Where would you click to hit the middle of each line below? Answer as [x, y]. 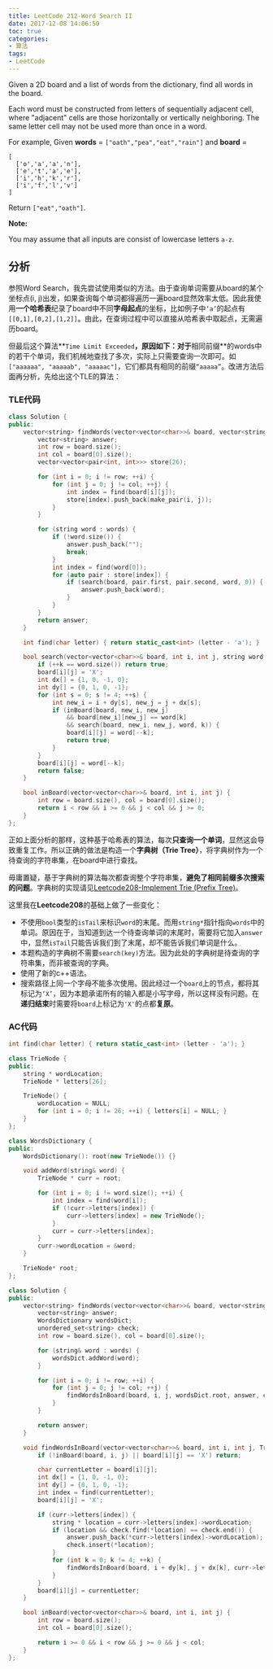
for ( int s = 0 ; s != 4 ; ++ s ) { [93, 695]
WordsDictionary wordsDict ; [85, 1321]
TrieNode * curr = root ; [80, 1178]
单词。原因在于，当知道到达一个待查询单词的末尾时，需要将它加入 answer [141, 932]
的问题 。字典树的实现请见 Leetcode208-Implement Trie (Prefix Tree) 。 [126, 887]
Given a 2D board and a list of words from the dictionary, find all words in [131, 84]
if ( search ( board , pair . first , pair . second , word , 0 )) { [165, 583]
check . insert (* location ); [110, 1545]
